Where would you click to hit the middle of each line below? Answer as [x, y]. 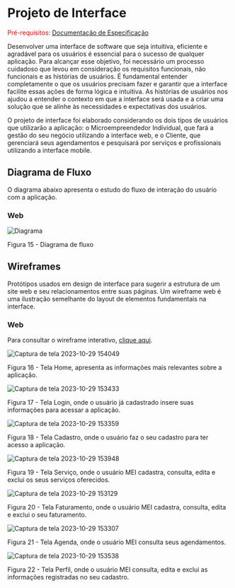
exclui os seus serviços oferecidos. [59, 480]
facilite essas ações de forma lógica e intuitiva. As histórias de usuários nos [118, 91]
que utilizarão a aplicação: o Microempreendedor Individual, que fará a [110, 127]
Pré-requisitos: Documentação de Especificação [78, 33]
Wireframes [34, 267]
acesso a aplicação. [36, 445]
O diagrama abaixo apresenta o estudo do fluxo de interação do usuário [112, 190]
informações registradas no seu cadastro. [68, 577]
